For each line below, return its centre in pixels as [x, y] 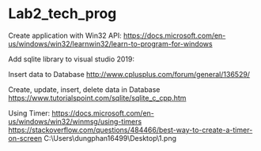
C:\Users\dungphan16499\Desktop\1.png [110, 138]
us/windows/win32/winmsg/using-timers [75, 121]
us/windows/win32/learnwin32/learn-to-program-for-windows [110, 43]
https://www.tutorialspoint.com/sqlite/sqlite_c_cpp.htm [97, 98]
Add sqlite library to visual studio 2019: [72, 59]
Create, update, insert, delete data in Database [84, 89]
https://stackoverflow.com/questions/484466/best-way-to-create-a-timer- [130, 130]
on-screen [25, 138]
